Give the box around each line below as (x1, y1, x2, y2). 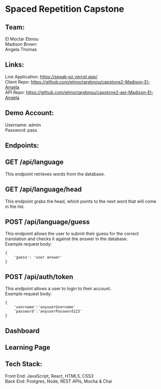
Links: (5, 60, 25, 69)
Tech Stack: (5, 360, 43, 368)
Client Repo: (5, 79, 30, 84)
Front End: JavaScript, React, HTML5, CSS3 (5, 373, 94, 379)
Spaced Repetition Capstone (5, 3, 124, 15)
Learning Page (5, 343, 51, 352)
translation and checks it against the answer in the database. (5, 236, 128, 242)
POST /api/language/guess (5, 218, 90, 226)
